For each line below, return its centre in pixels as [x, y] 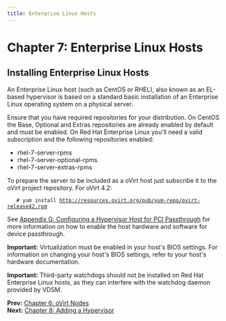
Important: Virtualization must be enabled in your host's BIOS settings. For [112, 247]
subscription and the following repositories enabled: [80, 139]
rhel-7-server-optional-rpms [57, 159]
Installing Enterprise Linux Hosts [78, 73]
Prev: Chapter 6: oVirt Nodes [48, 302]
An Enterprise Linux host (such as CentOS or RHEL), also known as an [106, 89]
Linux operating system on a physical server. [70, 104]
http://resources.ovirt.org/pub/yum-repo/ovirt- [130, 200]
